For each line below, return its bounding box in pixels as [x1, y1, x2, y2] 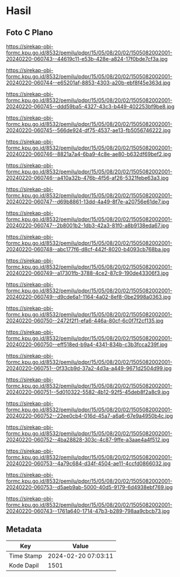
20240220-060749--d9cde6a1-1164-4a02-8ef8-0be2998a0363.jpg [6, 293, 171, 300]
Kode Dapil [9, 561, 39, 569]
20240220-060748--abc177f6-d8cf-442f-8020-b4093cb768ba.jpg [6, 246, 170, 252]
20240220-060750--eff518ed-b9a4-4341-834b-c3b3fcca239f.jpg [6, 341, 168, 348]
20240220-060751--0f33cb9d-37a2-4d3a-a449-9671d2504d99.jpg [6, 365, 172, 371]
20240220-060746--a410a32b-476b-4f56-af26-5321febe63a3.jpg [6, 175, 169, 181]
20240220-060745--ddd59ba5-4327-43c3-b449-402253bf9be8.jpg [6, 103, 175, 110]
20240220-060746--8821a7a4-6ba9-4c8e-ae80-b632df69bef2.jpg [6, 151, 171, 158]
